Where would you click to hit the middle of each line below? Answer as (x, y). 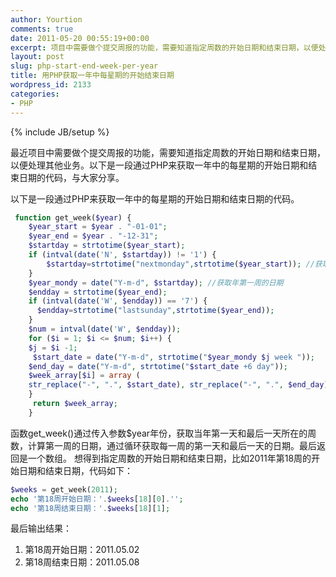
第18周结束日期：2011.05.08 (82, 562)
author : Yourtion (46, 19)
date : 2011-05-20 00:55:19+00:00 (80, 38)
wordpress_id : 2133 (51, 85)
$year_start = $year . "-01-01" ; (98, 227)
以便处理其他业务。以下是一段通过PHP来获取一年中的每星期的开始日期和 (159, 165)
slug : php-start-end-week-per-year (84, 66)
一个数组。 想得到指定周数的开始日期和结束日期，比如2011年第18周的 (169, 458)
